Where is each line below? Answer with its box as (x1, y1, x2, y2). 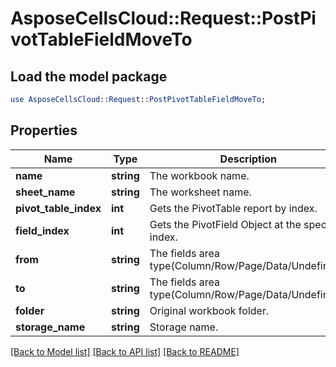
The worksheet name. (149, 185, 252, 199)
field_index (15, 223, 70, 237)
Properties (10, 122, 78, 139)
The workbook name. (149, 168, 250, 182)
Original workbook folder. (149, 303, 270, 317)
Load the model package (10, 68, 168, 85)
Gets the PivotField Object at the (149, 217, 302, 231)
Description (219, 152, 278, 166)
